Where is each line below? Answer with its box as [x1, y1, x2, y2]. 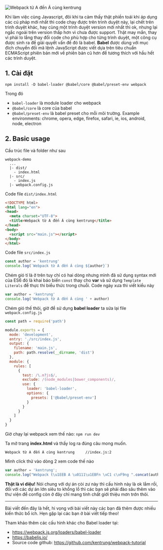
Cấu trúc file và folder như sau [5, 147, 66, 153]
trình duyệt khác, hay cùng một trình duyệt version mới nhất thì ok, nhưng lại [5, 24, 158, 30]
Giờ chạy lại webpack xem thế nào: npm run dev [5, 431, 100, 437]
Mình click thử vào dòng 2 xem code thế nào [5, 458, 94, 464]
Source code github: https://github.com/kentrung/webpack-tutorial [12, 539, 146, 545]
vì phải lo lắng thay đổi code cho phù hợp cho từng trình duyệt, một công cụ [5, 34, 157, 40]
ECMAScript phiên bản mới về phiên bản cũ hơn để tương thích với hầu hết [5, 50, 154, 56]
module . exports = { [5, 327, 45, 332]
